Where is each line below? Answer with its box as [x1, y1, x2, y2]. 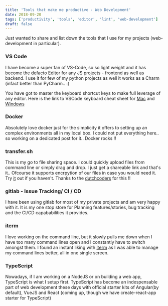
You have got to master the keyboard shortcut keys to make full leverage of [5, 90, 161, 96]
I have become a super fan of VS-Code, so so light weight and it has [5, 64, 146, 70]
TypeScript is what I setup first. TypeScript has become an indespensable [5, 279, 158, 285]
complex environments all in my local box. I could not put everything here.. [5, 130, 159, 136]
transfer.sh [5, 147, 33, 155]
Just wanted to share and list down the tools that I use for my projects [5, 35, 149, 41]
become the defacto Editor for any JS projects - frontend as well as [5, 70, 144, 76]
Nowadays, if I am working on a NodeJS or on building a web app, [5, 274, 142, 280]
